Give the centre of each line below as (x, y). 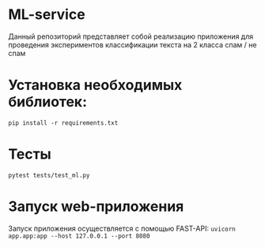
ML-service (47, 15)
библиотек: (48, 102)
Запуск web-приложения (96, 206)
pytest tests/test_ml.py (49, 175)
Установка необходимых (95, 85)
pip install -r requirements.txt (63, 123)
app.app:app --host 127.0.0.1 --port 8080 (79, 236)
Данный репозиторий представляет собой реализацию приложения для (131, 36)
